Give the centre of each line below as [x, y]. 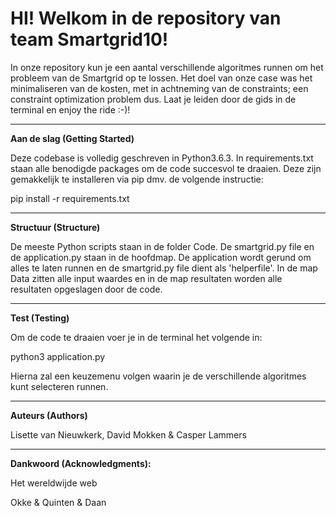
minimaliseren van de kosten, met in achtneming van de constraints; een [159, 88]
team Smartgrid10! [89, 39]
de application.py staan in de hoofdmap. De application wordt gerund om [161, 257]
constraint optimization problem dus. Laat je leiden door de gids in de [153, 99]
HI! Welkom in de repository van [146, 18]
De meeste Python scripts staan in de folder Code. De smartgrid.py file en [162, 246]
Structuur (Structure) [55, 227]
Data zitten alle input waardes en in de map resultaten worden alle [146, 278]
